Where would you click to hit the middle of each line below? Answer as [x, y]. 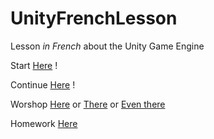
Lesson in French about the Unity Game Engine [107, 46]
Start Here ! [34, 65]
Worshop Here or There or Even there [88, 104]
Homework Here [44, 123]
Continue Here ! [43, 84]
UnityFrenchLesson [94, 18]
